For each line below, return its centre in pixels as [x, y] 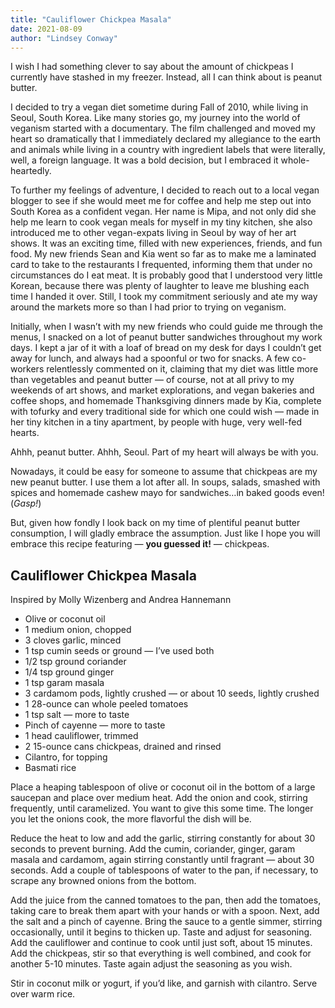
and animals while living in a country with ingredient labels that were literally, [168, 150]
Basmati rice [50, 768]
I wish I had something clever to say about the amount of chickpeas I [152, 67]
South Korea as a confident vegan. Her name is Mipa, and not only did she [163, 212]
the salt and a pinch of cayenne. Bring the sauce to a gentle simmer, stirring [166, 922]
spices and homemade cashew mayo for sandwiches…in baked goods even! [167, 493]
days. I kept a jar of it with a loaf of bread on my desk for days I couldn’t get [166, 348]
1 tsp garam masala [64, 683]
